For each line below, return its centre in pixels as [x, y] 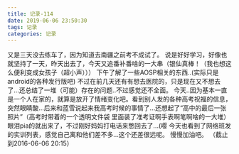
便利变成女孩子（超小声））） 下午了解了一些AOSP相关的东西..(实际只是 [116, 72]
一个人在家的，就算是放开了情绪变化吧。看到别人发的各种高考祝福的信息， [122, 99]
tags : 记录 [22, 27]
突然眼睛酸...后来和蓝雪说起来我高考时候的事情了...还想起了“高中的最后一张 [117, 108]
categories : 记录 [32, 34]
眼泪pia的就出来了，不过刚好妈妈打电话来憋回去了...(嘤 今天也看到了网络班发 [119, 126]
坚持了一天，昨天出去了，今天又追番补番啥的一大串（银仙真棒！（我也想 [119, 64]
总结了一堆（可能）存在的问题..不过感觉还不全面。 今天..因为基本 [120, 90]
